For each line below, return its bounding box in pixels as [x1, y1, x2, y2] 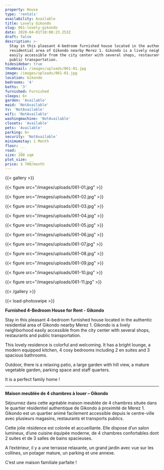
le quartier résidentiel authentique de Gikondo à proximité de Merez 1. [5, 405, 145, 411]
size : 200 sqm [5, 152, 34, 157]
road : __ [5, 148, 23, 153]
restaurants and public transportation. [5, 333, 82, 339]
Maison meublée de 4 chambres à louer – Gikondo [5, 390, 108, 396]
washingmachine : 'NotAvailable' [5, 116, 71, 121]
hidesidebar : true [5, 62, 42, 66]
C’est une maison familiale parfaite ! [5, 460, 77, 466]
